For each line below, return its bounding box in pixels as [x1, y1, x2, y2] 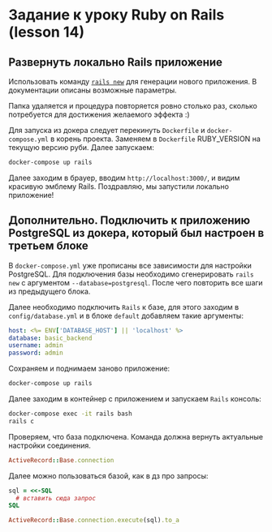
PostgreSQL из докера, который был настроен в [8, 226, 265, 240]
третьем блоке [8, 239, 89, 253]
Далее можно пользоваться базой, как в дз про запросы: [8, 470, 209, 480]
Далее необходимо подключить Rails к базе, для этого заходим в [8, 302, 240, 311]
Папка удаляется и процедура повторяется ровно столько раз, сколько [8, 101, 257, 110]
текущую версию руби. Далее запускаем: [8, 143, 154, 152]
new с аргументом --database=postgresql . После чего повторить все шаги [8, 277, 263, 287]
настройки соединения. [8, 440, 92, 450]
